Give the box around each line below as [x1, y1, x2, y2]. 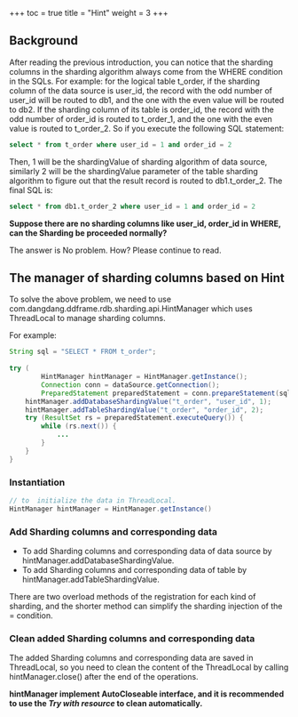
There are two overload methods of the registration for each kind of [9, 591, 256, 601]
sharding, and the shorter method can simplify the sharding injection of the [9, 600, 283, 611]
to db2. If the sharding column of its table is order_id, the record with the [9, 104, 275, 115]
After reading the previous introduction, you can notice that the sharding [9, 57, 273, 68]
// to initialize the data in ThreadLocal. [9, 495, 176, 505]
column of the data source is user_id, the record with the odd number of [9, 85, 273, 96]
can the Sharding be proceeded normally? [9, 227, 168, 238]
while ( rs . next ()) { [41, 422, 117, 431]
